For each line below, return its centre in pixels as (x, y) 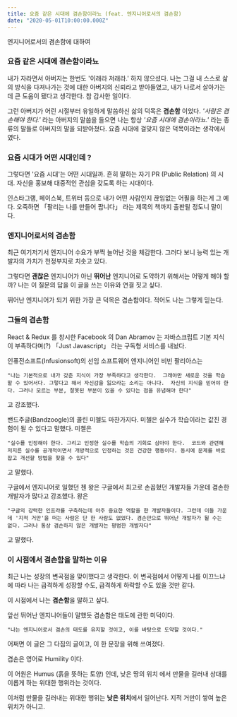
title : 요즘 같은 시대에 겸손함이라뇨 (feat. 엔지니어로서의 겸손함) (95, 14)
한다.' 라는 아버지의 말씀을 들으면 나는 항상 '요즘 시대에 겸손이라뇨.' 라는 (124, 119)
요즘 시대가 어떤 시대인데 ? (49, 158)
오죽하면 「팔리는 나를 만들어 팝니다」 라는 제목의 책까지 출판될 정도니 (113, 207)
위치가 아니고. (26, 706)
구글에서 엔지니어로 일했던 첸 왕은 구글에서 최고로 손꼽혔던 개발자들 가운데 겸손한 (119, 487)
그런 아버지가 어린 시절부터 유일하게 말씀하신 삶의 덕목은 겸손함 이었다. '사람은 (115, 111)
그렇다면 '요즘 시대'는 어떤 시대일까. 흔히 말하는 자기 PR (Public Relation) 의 (112, 174)
